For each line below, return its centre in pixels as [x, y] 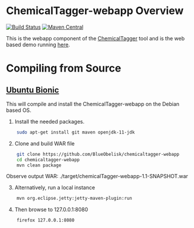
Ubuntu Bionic [33, 90]
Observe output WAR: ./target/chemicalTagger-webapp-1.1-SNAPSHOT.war [97, 176]
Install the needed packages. [50, 121]
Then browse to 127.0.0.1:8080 [51, 210]
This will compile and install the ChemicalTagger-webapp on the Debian [93, 104]
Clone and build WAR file [45, 143]
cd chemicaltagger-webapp [48, 159]
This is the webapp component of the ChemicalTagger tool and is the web [95, 38]
